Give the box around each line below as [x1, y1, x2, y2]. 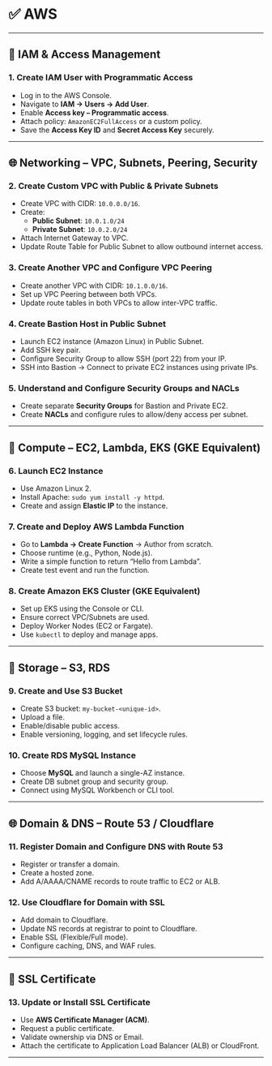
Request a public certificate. [19, 1024, 115, 1034]
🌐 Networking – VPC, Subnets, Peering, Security [8, 156, 258, 170]
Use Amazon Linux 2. [19, 484, 91, 493]
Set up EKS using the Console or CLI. [19, 604, 144, 613]
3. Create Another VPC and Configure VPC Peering [8, 262, 213, 273]
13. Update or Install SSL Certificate [8, 996, 151, 1008]
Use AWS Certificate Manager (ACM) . [19, 1015, 150, 1025]
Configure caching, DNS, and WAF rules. [19, 941, 156, 951]
